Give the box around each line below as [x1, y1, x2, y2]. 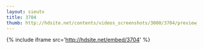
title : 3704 [6, 14, 36, 20]
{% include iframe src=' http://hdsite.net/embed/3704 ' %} [6, 36, 151, 44]
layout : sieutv [6, 8, 45, 15]
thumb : [6, 20, 23, 26]
